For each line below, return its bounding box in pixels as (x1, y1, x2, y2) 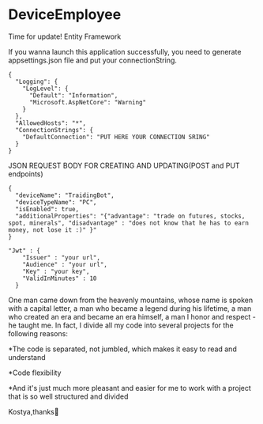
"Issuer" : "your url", (22, 253, 101, 262)
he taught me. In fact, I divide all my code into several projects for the (8, 320, 235, 330)
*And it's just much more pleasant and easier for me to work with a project (8, 383, 251, 392)
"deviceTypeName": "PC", (15, 198, 97, 206)
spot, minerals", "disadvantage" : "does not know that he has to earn (8, 219, 249, 227)
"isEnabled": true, (15, 205, 80, 213)
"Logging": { (15, 78, 58, 85)
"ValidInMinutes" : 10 (22, 274, 97, 282)
